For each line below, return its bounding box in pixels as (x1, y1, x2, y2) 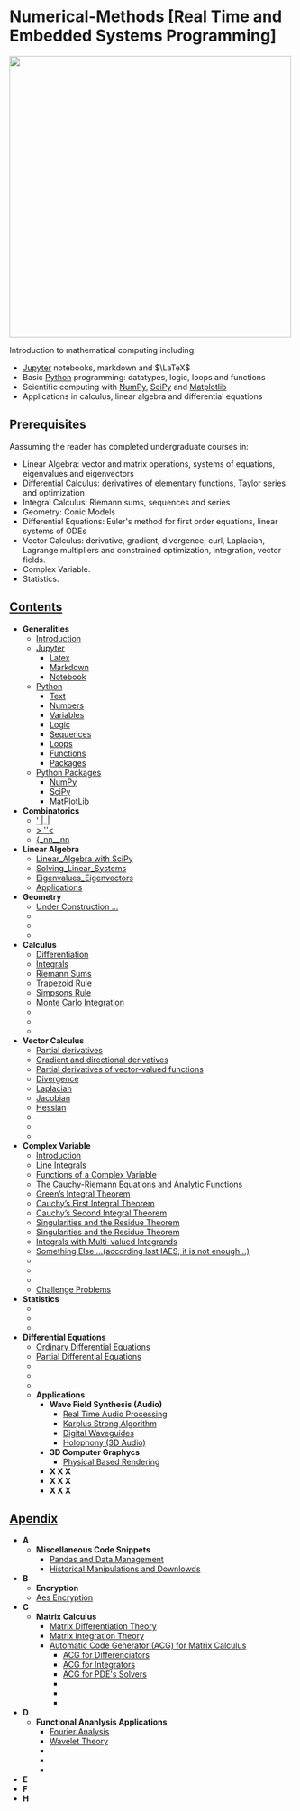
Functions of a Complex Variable (35, 1169, 158, 1179)
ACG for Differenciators (62, 1650, 150, 1661)
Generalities (22, 623, 70, 634)
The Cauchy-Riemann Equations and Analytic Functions (35, 1179, 243, 1189)
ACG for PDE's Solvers (62, 1669, 147, 1679)
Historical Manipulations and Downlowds (49, 1563, 201, 1574)
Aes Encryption (35, 1592, 93, 1603)
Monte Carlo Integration (35, 997, 124, 1007)
